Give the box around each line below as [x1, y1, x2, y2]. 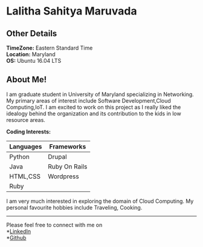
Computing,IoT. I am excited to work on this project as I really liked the [6, 103, 181, 111]
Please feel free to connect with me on [6, 221, 103, 228]
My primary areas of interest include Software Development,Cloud [6, 97, 171, 104]
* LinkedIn [6, 228, 31, 235]
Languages [9, 142, 42, 150]
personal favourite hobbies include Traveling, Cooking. [6, 204, 143, 211]
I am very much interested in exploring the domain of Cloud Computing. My [6, 197, 194, 205]
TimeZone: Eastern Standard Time [6, 44, 93, 51]
